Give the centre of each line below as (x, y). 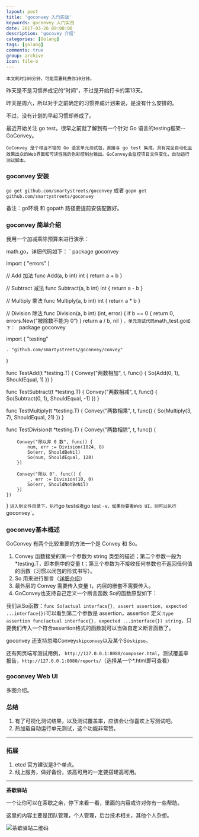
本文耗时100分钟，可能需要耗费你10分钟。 (50, 78)
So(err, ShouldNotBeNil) (58, 485)
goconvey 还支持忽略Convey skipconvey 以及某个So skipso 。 (78, 641)
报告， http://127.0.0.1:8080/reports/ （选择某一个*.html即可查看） (89, 660)
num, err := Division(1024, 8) (66, 447)
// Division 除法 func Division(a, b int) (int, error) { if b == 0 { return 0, (90, 313)
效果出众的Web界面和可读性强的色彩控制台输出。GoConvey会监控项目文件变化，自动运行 (98, 154)
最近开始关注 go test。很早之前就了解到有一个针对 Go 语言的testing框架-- (96, 128)
